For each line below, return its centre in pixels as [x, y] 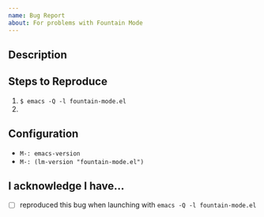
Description [38, 55]
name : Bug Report [37, 15]
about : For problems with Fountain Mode [76, 23]
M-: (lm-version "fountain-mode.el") [82, 162]
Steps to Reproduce [58, 82]
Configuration [43, 134]
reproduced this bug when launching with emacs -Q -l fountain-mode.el [138, 205]
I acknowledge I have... [66, 186]
